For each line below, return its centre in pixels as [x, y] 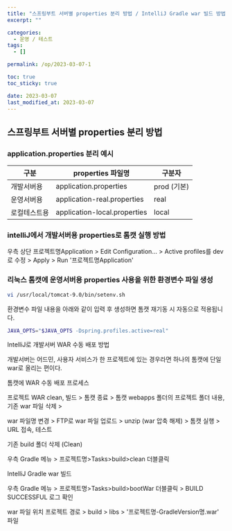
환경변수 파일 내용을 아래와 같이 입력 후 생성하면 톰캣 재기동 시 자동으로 [103, 308]
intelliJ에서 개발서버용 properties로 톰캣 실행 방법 [87, 235]
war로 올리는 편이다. [35, 368]
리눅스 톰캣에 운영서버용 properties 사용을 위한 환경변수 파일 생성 [110, 280]
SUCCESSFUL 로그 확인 [41, 497]
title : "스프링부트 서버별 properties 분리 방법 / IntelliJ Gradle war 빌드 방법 [117, 14]
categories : [24, 33]
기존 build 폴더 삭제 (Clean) [45, 444]
